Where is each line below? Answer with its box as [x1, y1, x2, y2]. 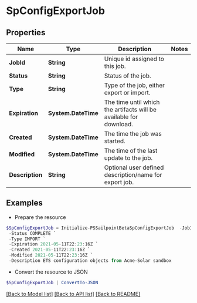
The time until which [104, 98, 160, 106]
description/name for [104, 171, 162, 179]
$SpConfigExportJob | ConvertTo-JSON [6, 280, 98, 285]
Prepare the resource [14, 213, 66, 221]
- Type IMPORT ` [8, 236, 46, 242]
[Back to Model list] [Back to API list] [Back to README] [6, 290, 141, 297]
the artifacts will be [104, 106, 157, 113]
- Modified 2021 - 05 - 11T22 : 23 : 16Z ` [8, 253, 93, 258]
